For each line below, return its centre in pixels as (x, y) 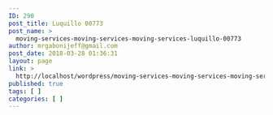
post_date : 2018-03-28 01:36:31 (63, 53)
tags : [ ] (25, 91)
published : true (36, 83)
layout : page (30, 62)
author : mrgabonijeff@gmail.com (63, 46)
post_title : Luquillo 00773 (56, 23)
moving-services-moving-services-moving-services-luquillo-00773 (129, 38)
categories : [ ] (36, 99)
